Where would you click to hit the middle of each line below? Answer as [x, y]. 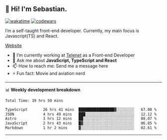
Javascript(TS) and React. [32, 36]
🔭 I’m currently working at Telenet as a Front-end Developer [74, 55]
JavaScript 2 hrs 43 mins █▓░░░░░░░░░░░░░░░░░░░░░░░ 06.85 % [81, 123]
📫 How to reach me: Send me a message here [60, 66]
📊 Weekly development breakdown [43, 90]
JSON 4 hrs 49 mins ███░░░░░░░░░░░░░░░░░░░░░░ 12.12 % [81, 114]
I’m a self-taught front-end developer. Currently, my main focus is [72, 31]
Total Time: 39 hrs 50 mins [34, 100]
